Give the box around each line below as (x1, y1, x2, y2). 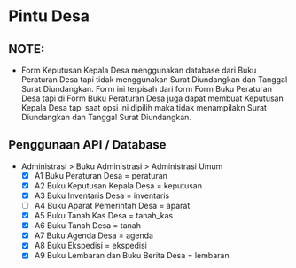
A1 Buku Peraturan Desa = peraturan (34, 170, 167, 180)
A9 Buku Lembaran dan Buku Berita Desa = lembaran (34, 250, 230, 261)
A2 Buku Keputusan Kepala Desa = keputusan (34, 180, 203, 191)
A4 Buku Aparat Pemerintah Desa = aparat (34, 201, 191, 211)
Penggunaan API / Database (8, 137, 167, 152)
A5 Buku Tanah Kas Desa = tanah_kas (34, 211, 174, 221)
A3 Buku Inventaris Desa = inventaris (34, 190, 170, 201)
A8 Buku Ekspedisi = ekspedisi (34, 241, 147, 251)
